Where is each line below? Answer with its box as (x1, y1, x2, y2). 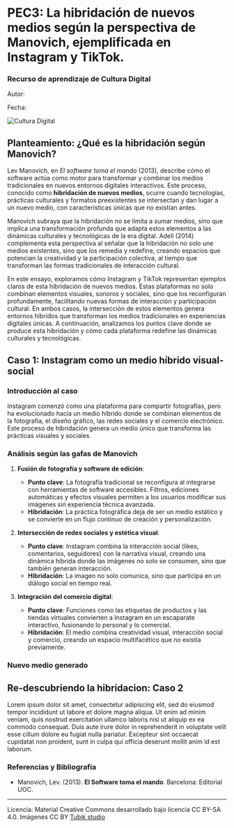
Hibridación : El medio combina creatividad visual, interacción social (27, 628, 223, 636)
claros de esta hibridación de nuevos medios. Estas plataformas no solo (7, 282, 214, 290)
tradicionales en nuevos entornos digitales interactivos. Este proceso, (7, 181, 207, 189)
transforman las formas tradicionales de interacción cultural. (7, 261, 180, 270)
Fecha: (7, 103, 27, 112)
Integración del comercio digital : (17, 593, 114, 601)
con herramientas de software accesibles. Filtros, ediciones (27, 485, 200, 494)
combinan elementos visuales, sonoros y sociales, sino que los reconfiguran (7, 290, 226, 298)
